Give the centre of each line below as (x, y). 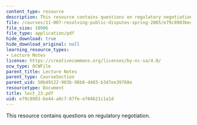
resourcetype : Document (35, 88)
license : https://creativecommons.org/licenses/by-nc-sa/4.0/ (84, 60)
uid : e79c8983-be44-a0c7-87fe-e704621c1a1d (60, 99)
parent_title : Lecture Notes (42, 72)
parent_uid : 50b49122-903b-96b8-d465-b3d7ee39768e (69, 83)
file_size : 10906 (27, 28)
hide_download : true (31, 39)
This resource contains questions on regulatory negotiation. (78, 116)
